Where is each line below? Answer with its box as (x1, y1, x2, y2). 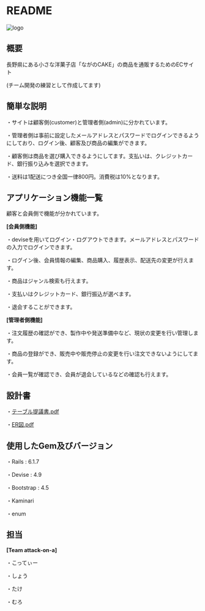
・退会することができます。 (6, 303, 76, 311)
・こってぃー (6, 559, 39, 566)
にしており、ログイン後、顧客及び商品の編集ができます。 (6, 139, 151, 146)
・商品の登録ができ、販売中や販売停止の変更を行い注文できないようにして (6, 350, 193, 357)
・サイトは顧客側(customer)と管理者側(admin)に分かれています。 (6, 118, 171, 126)
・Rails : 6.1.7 (6, 458, 40, 465)
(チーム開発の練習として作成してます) (6, 81, 101, 89)
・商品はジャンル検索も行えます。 (6, 277, 92, 285)
